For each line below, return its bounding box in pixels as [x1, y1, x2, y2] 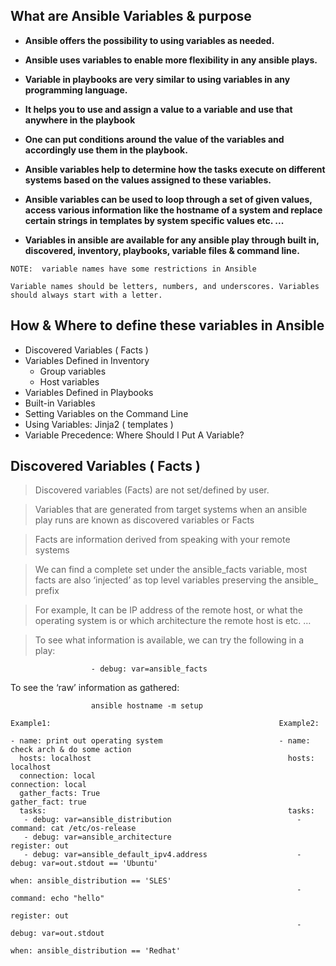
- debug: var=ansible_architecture [23, 832, 172, 843]
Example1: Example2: [10, 719, 320, 729]
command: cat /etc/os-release [10, 824, 137, 834]
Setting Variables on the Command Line [24, 407, 189, 419]
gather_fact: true [10, 797, 87, 808]
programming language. [24, 84, 128, 96]
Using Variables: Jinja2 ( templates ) [24, 418, 174, 430]
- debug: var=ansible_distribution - [23, 815, 302, 825]
